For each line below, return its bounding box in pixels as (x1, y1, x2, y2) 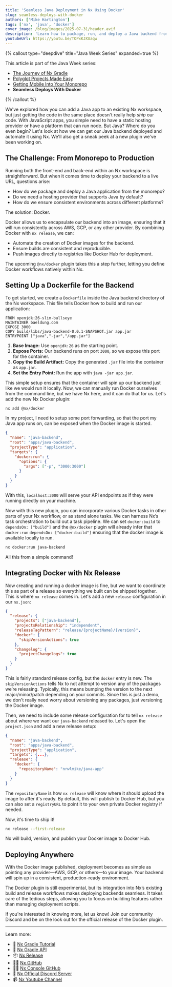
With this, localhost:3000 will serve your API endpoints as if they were (5, 492, 154, 498)
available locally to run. (5, 534, 54, 541)
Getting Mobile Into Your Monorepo (12, 80, 88, 87)
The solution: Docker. (5, 209, 50, 215)
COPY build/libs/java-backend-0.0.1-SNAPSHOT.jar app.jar (5, 329, 132, 334)
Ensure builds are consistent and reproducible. (12, 245, 112, 251)
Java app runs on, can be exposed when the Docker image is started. (5, 420, 152, 427)
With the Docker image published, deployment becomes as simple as (5, 864, 152, 870)
